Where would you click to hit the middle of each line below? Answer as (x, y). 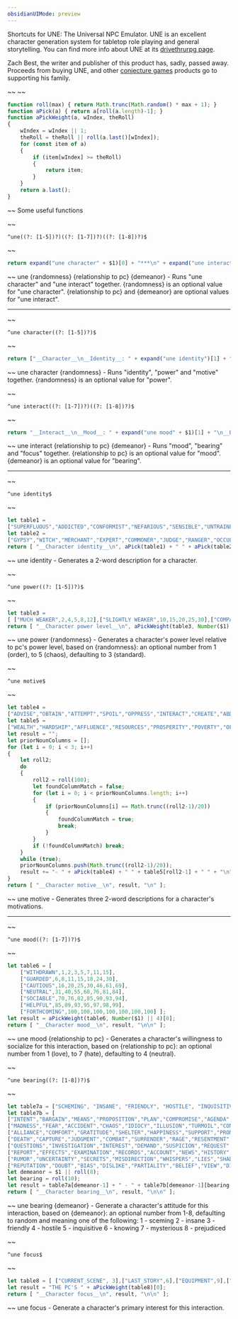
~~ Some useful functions (45, 210)
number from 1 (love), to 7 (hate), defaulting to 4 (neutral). (91, 1054)
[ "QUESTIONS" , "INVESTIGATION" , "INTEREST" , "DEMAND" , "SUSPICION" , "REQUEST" (119, 1146)
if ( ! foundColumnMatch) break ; (79, 846)
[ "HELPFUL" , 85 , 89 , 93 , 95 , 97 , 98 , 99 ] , (73, 1005)
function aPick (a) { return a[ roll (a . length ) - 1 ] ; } (85, 111)
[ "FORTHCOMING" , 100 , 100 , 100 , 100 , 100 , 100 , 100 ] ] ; (93, 1012)
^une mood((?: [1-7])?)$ (44, 940)
